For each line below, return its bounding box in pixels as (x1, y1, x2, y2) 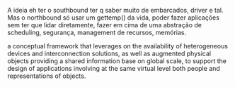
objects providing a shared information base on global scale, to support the (7, 57, 227, 65)
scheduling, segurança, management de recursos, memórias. (7, 28, 187, 36)
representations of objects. (7, 72, 86, 80)
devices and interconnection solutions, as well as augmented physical (7, 49, 211, 58)
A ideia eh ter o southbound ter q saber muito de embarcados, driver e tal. (7, 6, 224, 14)
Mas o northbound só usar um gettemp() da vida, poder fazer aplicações (7, 13, 219, 22)
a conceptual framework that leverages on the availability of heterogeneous (7, 42, 229, 50)
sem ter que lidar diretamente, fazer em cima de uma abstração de (7, 21, 202, 29)
